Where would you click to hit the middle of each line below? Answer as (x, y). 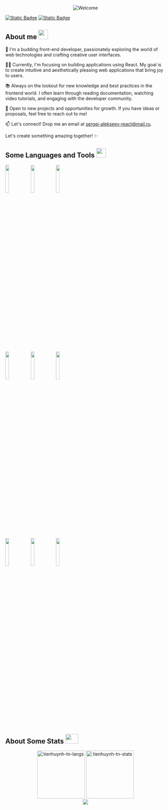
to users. (15, 75)
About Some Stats (35, 741)
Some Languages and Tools (50, 155)
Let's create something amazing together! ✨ (52, 136)
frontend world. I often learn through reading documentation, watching (79, 93)
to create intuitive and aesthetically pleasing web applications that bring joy (84, 70)
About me (21, 37)
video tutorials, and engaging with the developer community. (69, 98)
